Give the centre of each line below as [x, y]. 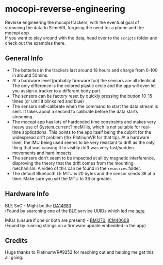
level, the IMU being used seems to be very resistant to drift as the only [83, 142]
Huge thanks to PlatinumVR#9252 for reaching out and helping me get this [79, 252]
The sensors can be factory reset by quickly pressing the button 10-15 [82, 96]
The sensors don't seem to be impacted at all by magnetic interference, [83, 158]
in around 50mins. [30, 75]
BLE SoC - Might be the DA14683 [38, 206]
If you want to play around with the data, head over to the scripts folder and [81, 38]
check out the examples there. [35, 43]
